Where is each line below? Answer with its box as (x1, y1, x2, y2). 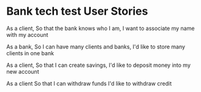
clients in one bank (6, 49, 54, 56)
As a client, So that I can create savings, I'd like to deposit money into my (6, 61, 191, 69)
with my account (6, 31, 48, 38)
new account (6, 67, 39, 75)
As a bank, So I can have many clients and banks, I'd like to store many (6, 43, 186, 50)
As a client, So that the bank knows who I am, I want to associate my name (6, 25, 195, 32)
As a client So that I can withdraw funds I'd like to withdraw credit (6, 80, 172, 87)
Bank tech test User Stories (6, 4, 148, 18)
